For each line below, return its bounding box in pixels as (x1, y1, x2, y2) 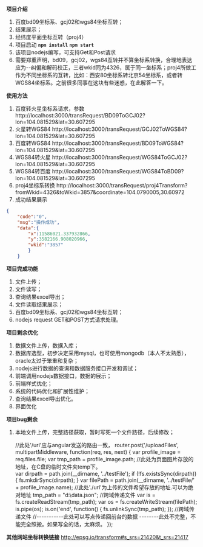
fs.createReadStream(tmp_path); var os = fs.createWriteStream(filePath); (15, 498, 198, 505)
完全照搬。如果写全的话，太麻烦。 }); (20, 520, 113, 528)
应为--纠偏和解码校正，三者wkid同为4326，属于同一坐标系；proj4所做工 (15, 64, 197, 71)
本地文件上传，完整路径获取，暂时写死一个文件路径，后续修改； (15, 428, 175, 436)
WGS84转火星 (15, 154, 51, 161)
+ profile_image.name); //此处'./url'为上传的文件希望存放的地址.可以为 (15, 483, 188, 491)
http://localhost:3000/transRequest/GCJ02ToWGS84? (52, 125, 187, 133)
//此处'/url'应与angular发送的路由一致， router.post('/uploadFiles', (15, 441, 179, 448)
